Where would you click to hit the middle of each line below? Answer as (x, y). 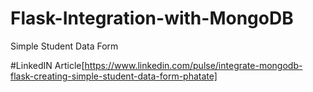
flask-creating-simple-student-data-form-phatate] (114, 76)
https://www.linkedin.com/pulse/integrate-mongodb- (193, 65)
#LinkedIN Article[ (47, 65)
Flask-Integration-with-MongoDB (152, 18)
